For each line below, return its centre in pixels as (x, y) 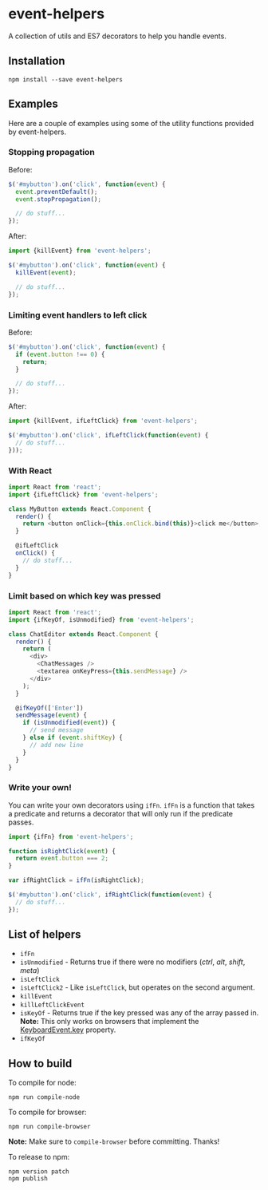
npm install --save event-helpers (66, 79)
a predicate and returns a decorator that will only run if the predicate (121, 813)
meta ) (30, 971)
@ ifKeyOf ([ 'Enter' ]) (49, 708)
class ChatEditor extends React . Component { (83, 634)
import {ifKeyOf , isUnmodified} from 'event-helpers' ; (101, 619)
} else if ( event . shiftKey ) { (73, 737)
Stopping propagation (52, 152)
